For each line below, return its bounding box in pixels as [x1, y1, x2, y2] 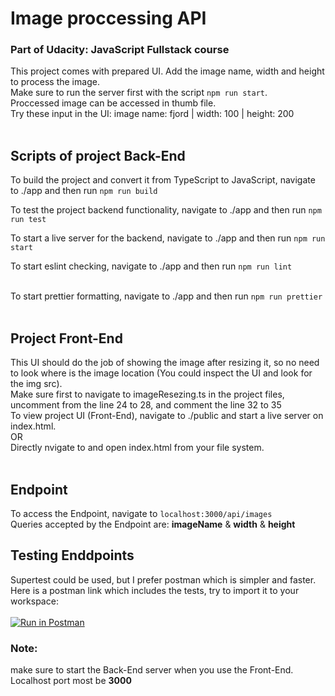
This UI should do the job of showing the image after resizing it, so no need [10, 357, 320, 369]
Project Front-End [10, 330, 123, 347]
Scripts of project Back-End [10, 147, 186, 164]
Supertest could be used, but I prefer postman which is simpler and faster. [10, 573, 317, 586]
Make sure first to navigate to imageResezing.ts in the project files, [10, 388, 285, 401]
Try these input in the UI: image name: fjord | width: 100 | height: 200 [10, 108, 295, 120]
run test [10, 215, 47, 225]
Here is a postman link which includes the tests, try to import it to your [10, 584, 300, 596]
